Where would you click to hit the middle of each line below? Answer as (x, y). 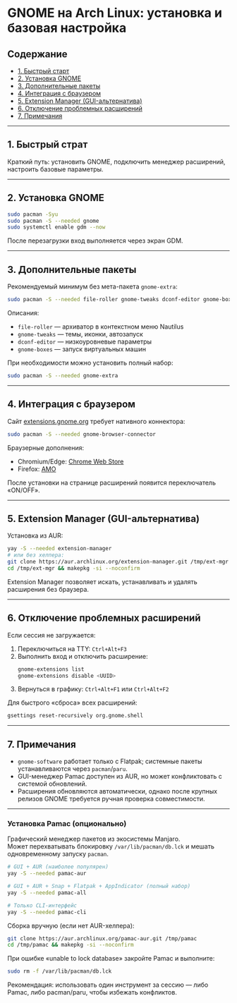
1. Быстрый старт (43, 71)
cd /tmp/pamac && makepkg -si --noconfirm (71, 945)
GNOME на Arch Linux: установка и (115, 13)
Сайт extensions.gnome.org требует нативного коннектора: (96, 421)
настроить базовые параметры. (55, 169)
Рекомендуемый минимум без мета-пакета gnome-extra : (92, 286)
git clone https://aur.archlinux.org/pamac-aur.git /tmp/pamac (102, 938)
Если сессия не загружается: (51, 635)
